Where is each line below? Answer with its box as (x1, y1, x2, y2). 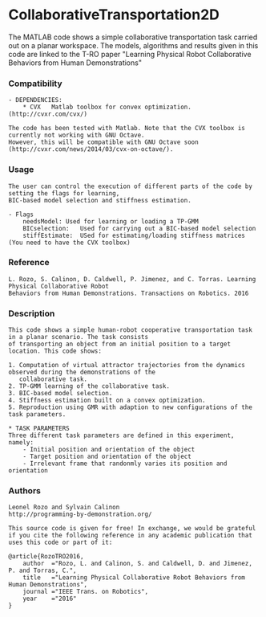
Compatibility (8, 78, 62, 89)
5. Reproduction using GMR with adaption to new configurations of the (8, 403, 252, 411)
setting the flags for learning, (8, 189, 120, 198)
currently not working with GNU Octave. (8, 131, 146, 140)
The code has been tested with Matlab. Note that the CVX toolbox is (8, 125, 246, 133)
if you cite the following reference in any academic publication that (8, 532, 252, 540)
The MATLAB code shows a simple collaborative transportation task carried (8, 32, 258, 42)
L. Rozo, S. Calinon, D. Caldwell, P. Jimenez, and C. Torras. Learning (8, 275, 256, 283)
